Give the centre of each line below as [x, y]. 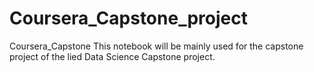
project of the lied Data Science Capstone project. [112, 56]
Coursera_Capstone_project [128, 18]
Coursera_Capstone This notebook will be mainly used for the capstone [156, 46]
